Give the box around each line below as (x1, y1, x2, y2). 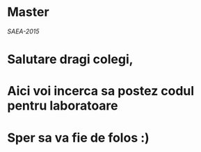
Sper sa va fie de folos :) (7, 130, 150, 146)
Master (7, 4, 50, 20)
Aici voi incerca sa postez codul (7, 83, 195, 99)
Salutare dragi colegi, (7, 51, 134, 67)
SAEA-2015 (7, 27, 40, 35)
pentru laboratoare (7, 98, 118, 114)
